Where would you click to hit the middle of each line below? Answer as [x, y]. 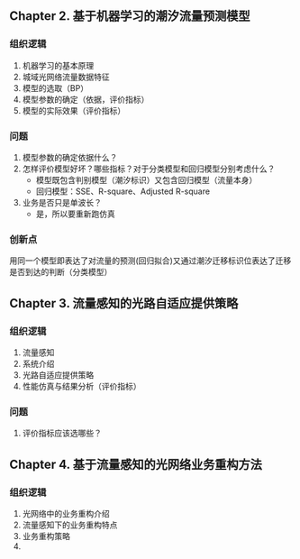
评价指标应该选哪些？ [62, 433]
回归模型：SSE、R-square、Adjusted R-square [123, 191]
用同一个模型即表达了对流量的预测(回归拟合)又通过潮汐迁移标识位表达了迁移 [150, 261]
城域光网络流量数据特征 [66, 77]
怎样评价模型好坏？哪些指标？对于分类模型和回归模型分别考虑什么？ [149, 169]
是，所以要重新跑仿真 [75, 214]
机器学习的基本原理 [58, 65]
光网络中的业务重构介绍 [66, 513]
